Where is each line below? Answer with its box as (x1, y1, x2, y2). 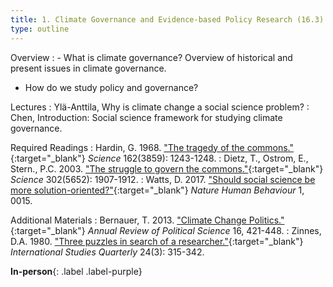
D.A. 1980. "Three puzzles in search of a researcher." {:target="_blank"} (10, 235, 304, 247)
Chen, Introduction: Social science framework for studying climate (10, 111, 283, 123)
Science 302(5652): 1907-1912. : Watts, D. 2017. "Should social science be (10, 173, 316, 185)
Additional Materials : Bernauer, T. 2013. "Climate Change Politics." (10, 214, 285, 226)
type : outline (10, 24, 70, 34)
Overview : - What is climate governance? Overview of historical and (10, 51, 293, 63)
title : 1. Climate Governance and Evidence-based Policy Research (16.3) (10, 14, 325, 25)
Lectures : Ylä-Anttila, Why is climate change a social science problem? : (10, 101, 310, 113)
